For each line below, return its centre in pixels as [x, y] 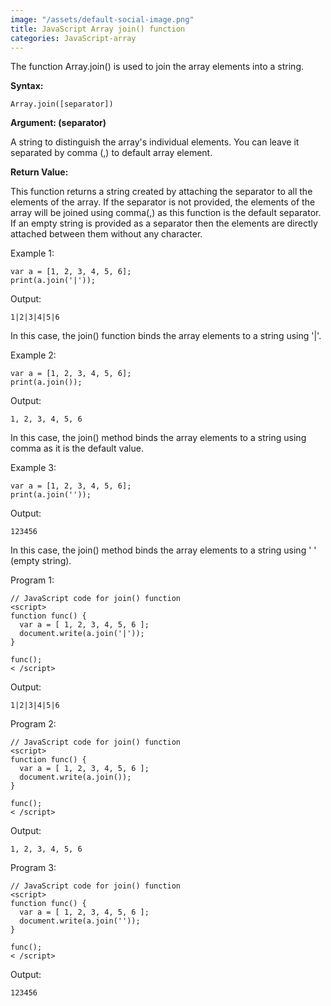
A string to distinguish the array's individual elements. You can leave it [155, 142]
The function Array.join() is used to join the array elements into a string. [157, 67]
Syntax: [27, 86]
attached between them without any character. [106, 234]
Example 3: [33, 468]
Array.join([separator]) [62, 104]
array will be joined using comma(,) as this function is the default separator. [166, 213]
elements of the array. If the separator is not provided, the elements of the [163, 202]
